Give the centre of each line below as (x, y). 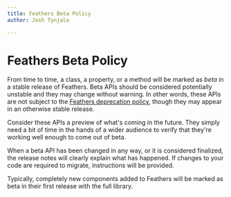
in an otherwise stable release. (51, 109)
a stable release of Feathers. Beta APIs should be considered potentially (110, 87)
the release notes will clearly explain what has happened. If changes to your (115, 158)
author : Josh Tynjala (38, 20)
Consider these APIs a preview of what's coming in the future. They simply (113, 123)
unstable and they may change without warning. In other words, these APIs (114, 94)
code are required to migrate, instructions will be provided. (91, 165)
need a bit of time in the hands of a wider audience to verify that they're (110, 130)
